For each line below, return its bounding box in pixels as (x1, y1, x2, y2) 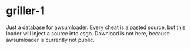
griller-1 (6, 4, 45, 18)
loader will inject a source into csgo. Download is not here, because (6, 30, 170, 37)
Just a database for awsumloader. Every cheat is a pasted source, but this (6, 24, 186, 31)
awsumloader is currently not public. (6, 36, 95, 43)
